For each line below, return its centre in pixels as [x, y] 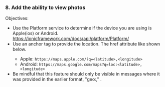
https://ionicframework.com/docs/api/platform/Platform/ [71, 38]
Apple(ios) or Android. [35, 33]
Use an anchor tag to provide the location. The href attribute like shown [86, 44]
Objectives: [17, 18]
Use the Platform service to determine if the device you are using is [82, 28]
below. [19, 49]
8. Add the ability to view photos [45, 7]
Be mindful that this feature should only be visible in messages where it [86, 74]
